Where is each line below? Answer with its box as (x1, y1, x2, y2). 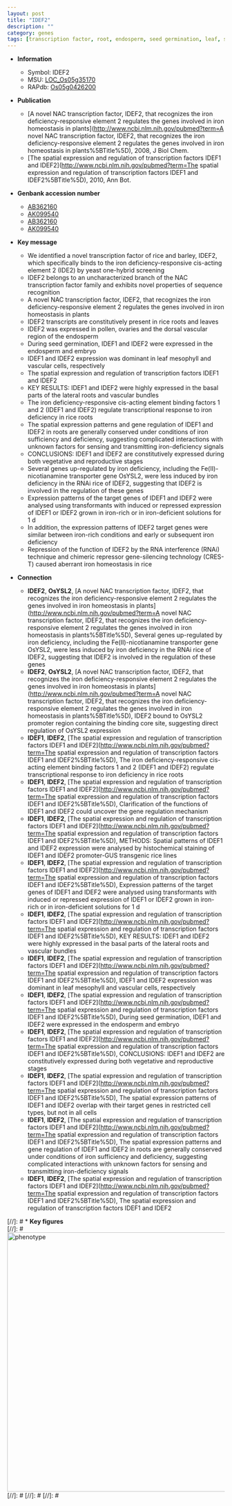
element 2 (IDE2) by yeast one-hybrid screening (27, 266, 165, 275)
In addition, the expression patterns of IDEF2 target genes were (27, 523, 209, 532)
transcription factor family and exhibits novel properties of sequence (27, 281, 223, 289)
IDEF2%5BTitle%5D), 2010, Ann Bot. (27, 176, 131, 184)
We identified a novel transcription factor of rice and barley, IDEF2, (27, 252, 217, 260)
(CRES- (203, 552, 224, 561)
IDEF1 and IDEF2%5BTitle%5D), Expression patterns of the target (27, 881, 213, 889)
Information (17, 55, 52, 63)
